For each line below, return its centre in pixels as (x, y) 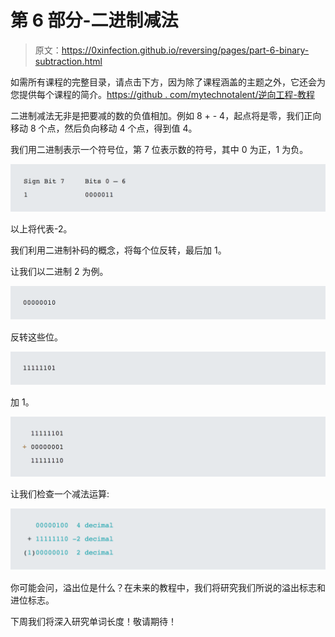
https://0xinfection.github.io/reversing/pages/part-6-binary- (185, 50)
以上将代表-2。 (41, 228)
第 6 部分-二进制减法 (94, 20)
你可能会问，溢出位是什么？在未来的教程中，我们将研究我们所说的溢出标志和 (168, 587)
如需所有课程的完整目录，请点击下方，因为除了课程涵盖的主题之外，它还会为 (168, 82)
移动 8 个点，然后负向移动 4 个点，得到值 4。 (104, 128)
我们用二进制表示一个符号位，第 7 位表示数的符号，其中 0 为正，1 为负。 (159, 149)
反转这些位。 (36, 337)
